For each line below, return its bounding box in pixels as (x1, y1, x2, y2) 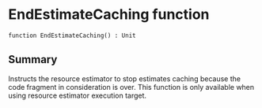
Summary (8, 53, 58, 66)
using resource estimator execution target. (8, 91, 147, 100)
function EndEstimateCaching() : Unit (8, 32, 136, 39)
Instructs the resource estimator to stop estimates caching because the (8, 73, 241, 84)
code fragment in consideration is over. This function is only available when (8, 82, 255, 91)
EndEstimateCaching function (8, 6, 210, 24)
